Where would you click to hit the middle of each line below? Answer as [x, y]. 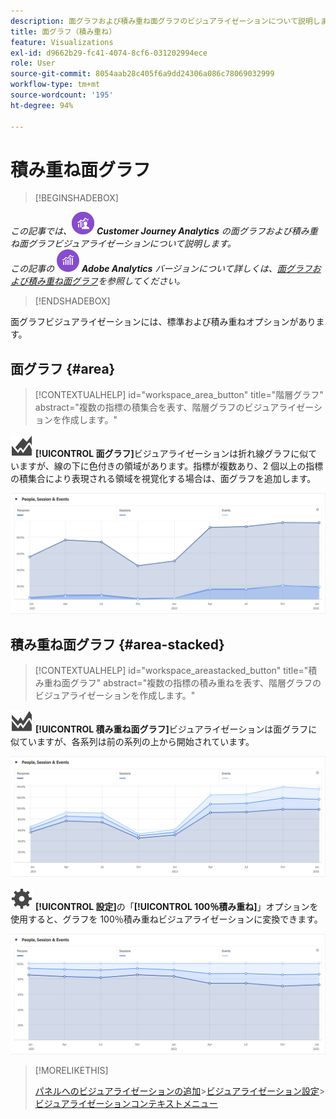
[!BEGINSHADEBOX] [76, 198]
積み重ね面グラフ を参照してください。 [106, 281]
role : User [33, 63]
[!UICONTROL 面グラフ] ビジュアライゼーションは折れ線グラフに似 [171, 454]
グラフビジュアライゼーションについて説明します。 [132, 244]
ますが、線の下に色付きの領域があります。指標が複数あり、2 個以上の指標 [171, 466]
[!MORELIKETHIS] [71, 1070]
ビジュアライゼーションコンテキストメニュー [126, 1103]
